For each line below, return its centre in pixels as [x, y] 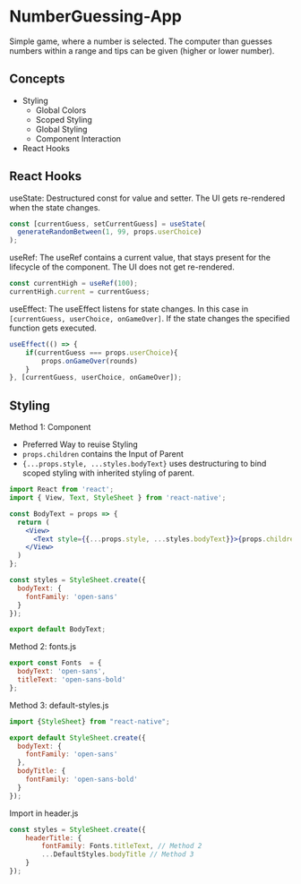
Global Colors [61, 110]
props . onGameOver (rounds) [90, 361]
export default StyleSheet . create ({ [77, 738]
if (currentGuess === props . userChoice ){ [102, 352]
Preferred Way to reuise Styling [80, 444]
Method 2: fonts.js [43, 647]
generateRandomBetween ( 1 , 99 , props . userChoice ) [110, 232]
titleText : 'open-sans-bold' [72, 680]
